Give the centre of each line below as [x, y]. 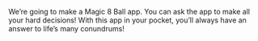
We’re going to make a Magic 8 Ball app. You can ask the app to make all [129, 12]
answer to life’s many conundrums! [67, 29]
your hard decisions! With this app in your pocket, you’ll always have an [127, 20]
